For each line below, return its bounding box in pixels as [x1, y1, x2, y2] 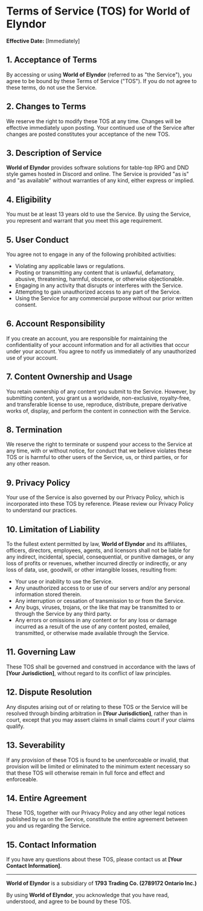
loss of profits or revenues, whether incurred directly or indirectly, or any [6, 560, 187, 567]
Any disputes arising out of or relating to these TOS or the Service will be [6, 703, 188, 710]
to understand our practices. [6, 506, 77, 514]
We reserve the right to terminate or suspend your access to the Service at [6, 441, 193, 448]
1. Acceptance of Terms [6, 55, 97, 65]
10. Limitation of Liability [6, 524, 100, 534]
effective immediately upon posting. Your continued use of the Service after [6, 124, 195, 131]
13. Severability [6, 740, 65, 750]
